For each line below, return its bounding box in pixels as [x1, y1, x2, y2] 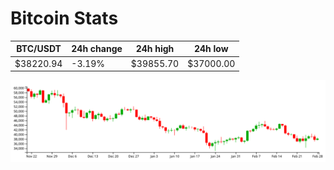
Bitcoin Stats [10, 7, 119, 30]
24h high [135, 43, 175, 55]
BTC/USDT [16, 43, 62, 55]
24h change [71, 43, 123, 55]
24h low [193, 43, 229, 55]
